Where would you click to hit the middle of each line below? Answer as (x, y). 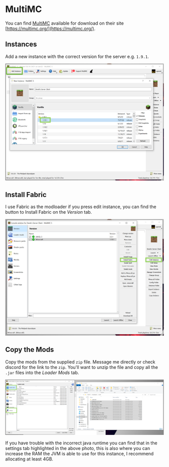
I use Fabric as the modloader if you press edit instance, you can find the (81, 207)
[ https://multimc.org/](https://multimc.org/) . (50, 28)
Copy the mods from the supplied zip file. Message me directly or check (80, 362)
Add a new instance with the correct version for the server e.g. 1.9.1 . (77, 56)
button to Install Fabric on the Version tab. (49, 212)
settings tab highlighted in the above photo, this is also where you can (78, 448)
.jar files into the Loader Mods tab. (42, 372)
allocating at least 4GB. (29, 459)
